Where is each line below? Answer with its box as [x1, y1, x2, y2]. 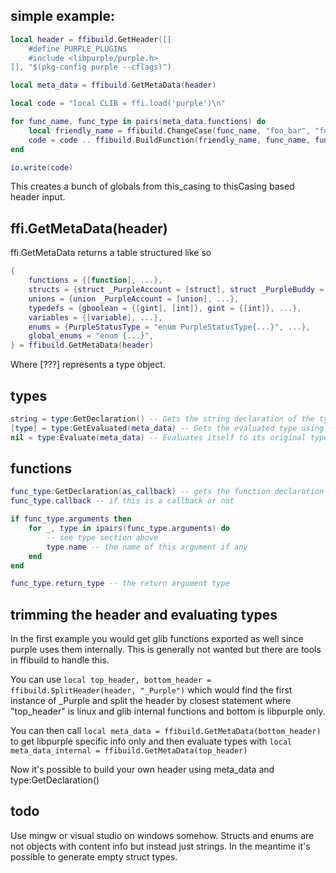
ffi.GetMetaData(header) [10, 220, 168, 237]
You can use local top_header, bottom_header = [10, 674, 212, 686]
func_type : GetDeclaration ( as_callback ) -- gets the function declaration [10, 487, 325, 497]
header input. [10, 191, 66, 203]
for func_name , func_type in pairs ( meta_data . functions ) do [10, 117, 267, 127]
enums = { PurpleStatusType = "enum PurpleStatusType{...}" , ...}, [28, 322, 311, 332]
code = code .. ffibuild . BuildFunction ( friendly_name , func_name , [28, 135, 311, 145]
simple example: [10, 8, 116, 25]
